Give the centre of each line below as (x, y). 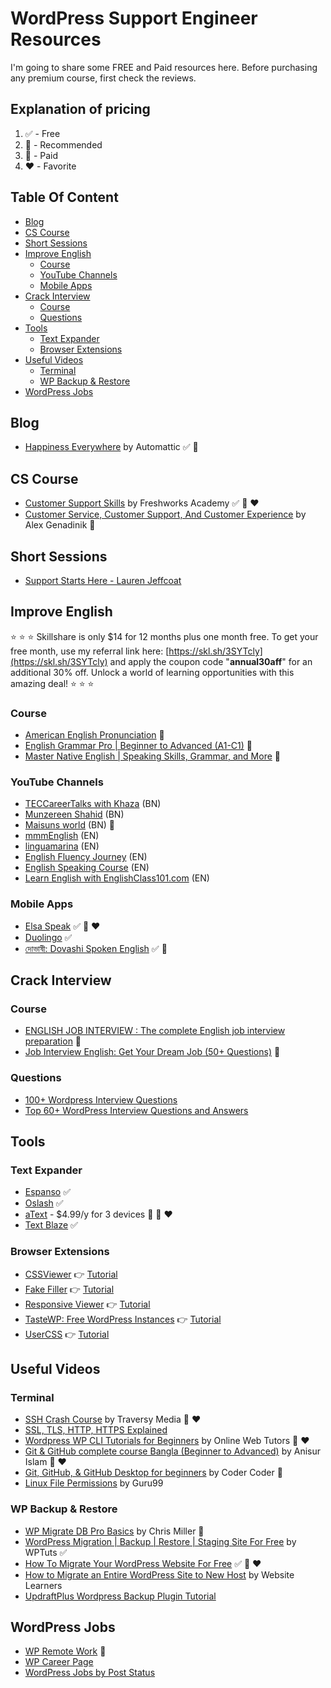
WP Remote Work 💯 (65, 1651)
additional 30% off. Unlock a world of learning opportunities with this (152, 672)
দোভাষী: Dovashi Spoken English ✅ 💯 (96, 948)
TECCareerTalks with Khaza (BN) (93, 804)
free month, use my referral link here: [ (90, 651)
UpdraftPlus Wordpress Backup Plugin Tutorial (120, 1596)
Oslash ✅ (44, 1203)
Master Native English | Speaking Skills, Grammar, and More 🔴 (152, 756)
